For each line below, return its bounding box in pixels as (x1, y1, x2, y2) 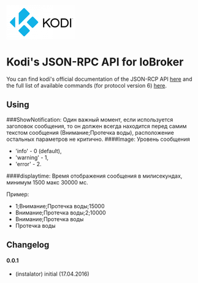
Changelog (6, 240, 50, 250)
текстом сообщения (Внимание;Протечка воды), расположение (6, 129, 175, 136)
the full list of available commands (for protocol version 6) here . (6, 81, 167, 89)
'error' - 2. (15, 160, 42, 167)
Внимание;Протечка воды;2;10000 (15, 209, 106, 216)
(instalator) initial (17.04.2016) (15, 270, 90, 277)
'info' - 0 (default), (15, 147, 62, 154)
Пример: (6, 191, 29, 198)
